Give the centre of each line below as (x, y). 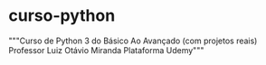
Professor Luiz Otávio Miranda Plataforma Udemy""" (106, 50)
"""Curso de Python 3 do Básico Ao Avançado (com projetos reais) (133, 41)
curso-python (62, 16)
